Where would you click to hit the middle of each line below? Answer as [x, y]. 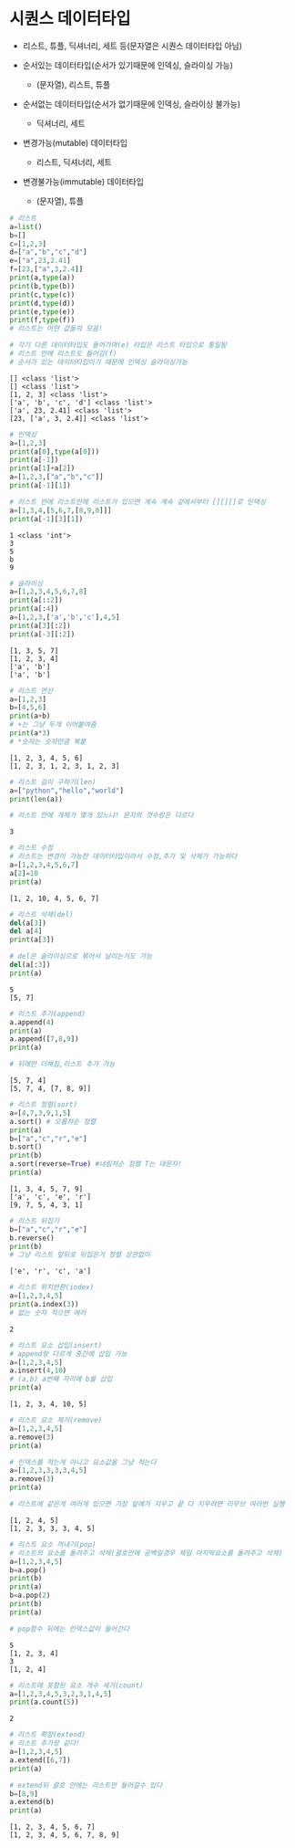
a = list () [26, 226]
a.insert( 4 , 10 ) [38, 1370]
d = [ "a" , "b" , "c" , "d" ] [49, 252]
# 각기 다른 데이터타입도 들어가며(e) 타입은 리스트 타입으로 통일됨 [118, 345]
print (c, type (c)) [42, 294]
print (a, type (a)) [42, 278]
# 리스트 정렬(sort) [44, 1105]
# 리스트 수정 [31, 848]
